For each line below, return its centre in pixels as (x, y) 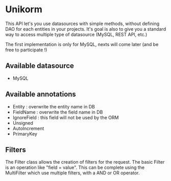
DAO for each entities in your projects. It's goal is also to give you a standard (86, 29)
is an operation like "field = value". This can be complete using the (75, 168)
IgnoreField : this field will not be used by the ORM (66, 117)
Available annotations (41, 94)
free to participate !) (26, 50)
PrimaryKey (25, 133)
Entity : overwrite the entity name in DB (54, 106)
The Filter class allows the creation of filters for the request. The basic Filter (85, 162)
